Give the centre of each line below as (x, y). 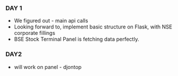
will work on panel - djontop (48, 67)
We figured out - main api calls (51, 21)
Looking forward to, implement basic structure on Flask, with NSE (93, 27)
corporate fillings (35, 33)
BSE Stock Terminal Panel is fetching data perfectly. (76, 39)
